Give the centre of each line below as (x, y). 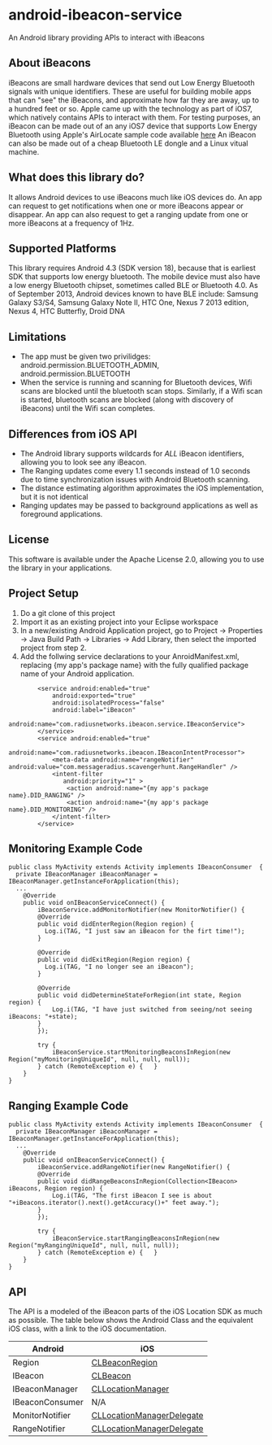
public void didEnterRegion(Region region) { (116, 924)
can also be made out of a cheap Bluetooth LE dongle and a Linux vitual (128, 143)
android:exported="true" (94, 696)
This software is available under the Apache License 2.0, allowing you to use (136, 559)
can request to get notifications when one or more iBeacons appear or (126, 206)
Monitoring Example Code (76, 849)
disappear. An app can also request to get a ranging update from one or (129, 214)
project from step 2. (53, 648)
